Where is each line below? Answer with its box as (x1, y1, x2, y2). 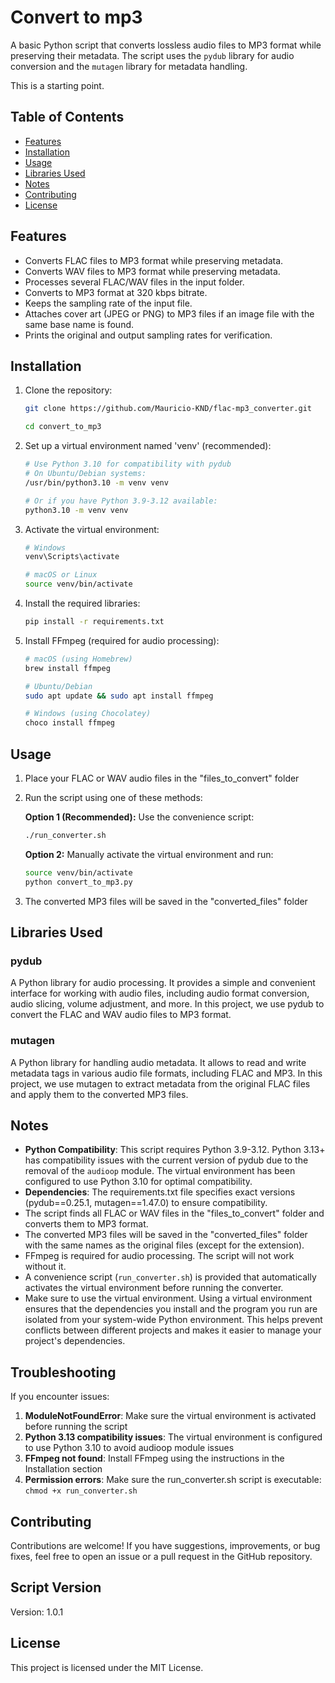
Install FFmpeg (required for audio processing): (24, 634, 220, 646)
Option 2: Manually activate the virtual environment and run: (24, 848, 274, 860)
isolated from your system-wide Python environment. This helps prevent (24, 1314, 323, 1326)
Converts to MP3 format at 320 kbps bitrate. (24, 286, 208, 298)
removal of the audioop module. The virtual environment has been (24, 1165, 296, 1177)
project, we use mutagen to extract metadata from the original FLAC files (10, 1077, 311, 1090)
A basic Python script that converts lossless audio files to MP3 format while (10, 39, 322, 51)
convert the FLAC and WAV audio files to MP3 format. (10, 1009, 232, 1021)
